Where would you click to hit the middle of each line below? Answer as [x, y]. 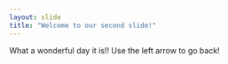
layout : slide [35, 17]
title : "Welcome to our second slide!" [83, 25]
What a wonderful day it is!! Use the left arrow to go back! [114, 50]
